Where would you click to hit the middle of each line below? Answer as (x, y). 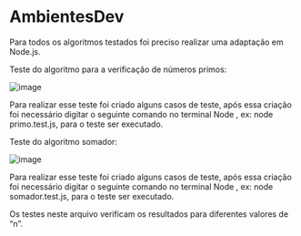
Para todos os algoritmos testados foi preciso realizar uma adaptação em (146, 42)
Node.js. (25, 51)
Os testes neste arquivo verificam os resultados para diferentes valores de (149, 214)
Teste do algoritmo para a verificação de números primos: (118, 69)
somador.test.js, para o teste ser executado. (92, 196)
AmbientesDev (67, 17)
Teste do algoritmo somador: (64, 141)
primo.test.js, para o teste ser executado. (86, 124)
